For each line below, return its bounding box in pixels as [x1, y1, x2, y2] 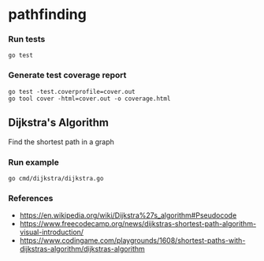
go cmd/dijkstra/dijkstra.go [8, 174, 104, 182]
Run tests [8, 34, 46, 45]
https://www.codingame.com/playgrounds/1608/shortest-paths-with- [19, 236, 246, 245]
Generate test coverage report [8, 69, 127, 80]
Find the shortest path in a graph [8, 136, 114, 147]
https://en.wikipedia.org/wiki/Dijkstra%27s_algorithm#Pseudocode [19, 211, 237, 220]
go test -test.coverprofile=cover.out [8, 88, 136, 95]
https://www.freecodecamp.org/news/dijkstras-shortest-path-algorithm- [19, 219, 257, 229]
